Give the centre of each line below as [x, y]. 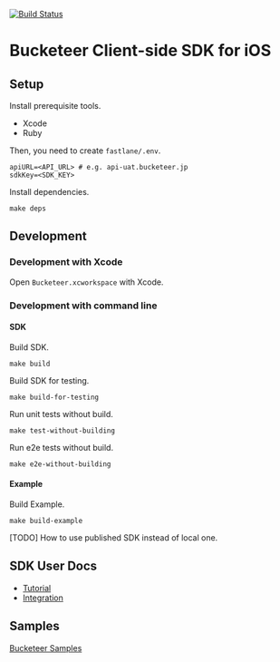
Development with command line [83, 306]
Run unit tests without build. [61, 414]
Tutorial [37, 588]
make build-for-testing [54, 397]
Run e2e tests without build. [62, 447]
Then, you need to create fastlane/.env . [85, 151]
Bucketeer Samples [46, 647]
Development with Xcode [66, 262]
